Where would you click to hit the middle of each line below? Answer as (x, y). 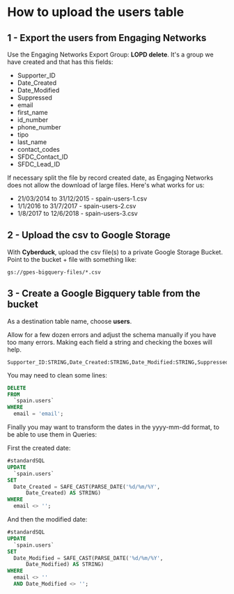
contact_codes (39, 149)
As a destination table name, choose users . (70, 321)
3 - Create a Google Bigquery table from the (104, 294)
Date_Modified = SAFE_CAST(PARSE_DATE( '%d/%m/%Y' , (88, 558)
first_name (33, 112)
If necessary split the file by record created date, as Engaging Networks (110, 178)
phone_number (39, 127)
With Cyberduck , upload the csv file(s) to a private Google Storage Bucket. (115, 252)
